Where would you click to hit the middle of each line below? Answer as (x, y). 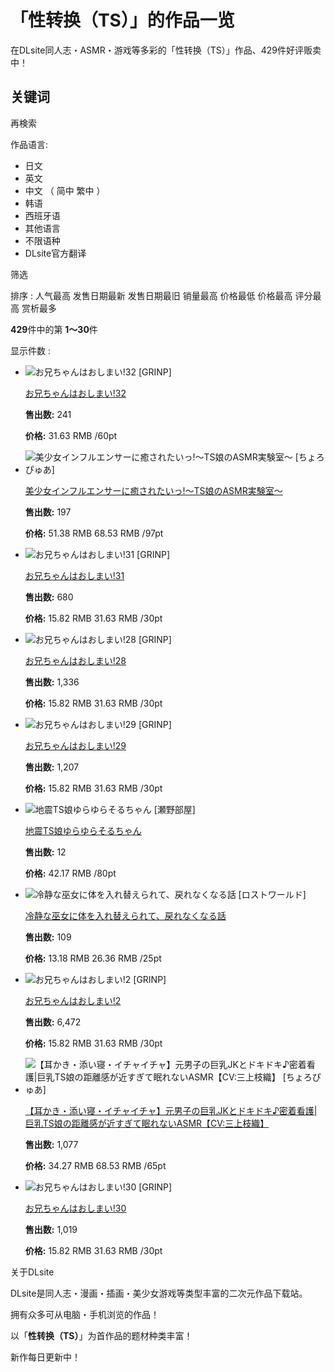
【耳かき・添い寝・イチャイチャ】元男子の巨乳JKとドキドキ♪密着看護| (171, 1110)
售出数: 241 (48, 414)
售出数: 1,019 (51, 1229)
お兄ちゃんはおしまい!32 (75, 393)
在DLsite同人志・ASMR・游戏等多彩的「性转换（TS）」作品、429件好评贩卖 (166, 50)
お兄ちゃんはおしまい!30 (75, 1208)
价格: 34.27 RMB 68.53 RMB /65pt (95, 1165)
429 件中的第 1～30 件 (54, 329)
